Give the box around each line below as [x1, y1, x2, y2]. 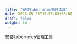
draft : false [5, 16, 31, 21]
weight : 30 [5, 20, 27, 25]
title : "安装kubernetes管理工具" [5, 7, 68, 12]
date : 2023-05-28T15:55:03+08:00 [5, 11, 73, 16]
